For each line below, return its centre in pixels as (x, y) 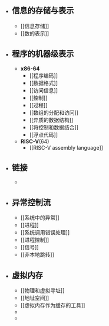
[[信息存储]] (35, 26)
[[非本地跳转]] (37, 255)
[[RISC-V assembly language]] (66, 147)
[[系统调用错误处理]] (45, 233)
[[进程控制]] (35, 240)
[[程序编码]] (43, 75)
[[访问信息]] (43, 90)
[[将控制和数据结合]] (54, 127)
